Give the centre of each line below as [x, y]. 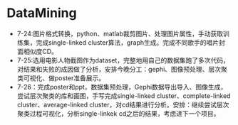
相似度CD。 [41, 51]
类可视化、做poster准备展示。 [61, 78]
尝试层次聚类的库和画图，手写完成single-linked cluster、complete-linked [124, 96]
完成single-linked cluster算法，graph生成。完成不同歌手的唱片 [128, 42]
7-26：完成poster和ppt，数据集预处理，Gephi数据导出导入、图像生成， [122, 87]
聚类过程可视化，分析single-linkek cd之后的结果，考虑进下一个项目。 [118, 113]
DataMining [42, 13]
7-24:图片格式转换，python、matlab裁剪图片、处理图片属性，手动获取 [120, 33]
